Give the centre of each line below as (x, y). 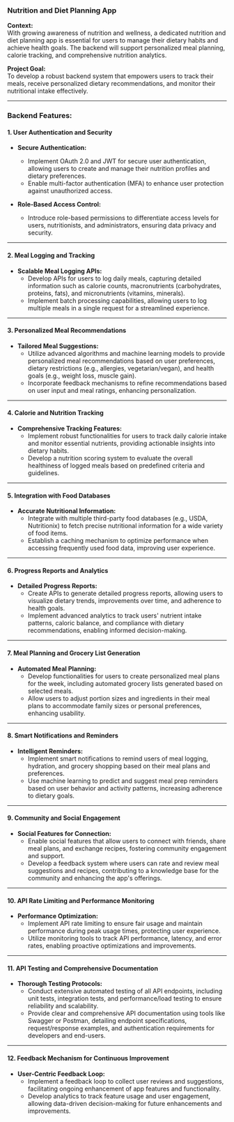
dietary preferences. (57, 176)
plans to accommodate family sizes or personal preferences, (115, 705)
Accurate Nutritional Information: (67, 511)
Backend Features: (40, 116)
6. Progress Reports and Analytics (58, 570)
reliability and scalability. (63, 1006)
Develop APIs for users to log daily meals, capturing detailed (115, 278)
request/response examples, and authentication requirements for (121, 1028)
